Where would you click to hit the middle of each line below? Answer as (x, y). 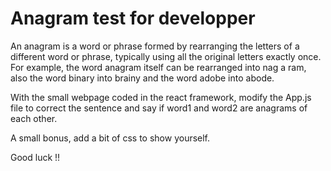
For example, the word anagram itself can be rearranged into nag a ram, (158, 67)
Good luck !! (35, 157)
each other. (34, 118)
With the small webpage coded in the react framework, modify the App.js (161, 97)
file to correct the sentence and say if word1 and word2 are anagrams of (159, 108)
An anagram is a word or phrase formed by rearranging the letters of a (155, 46)
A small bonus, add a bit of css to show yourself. (110, 138)
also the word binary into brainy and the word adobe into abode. (142, 78)
